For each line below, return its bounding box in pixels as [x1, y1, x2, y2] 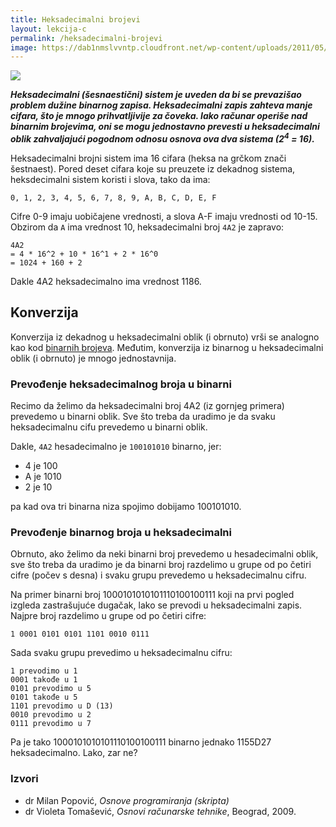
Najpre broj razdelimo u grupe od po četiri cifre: [10, 610, 207, 622]
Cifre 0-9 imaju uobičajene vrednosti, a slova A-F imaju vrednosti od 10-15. [10, 210, 318, 222]
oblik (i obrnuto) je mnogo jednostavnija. [10, 352, 177, 364]
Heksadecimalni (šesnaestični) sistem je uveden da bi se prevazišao [10, 89, 302, 101]
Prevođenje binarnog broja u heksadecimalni [10, 525, 232, 539]
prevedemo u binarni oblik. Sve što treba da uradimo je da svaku [10, 411, 276, 423]
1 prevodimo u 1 [10, 666, 78, 676]
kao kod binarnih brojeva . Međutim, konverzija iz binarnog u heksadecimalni [10, 341, 324, 353]
